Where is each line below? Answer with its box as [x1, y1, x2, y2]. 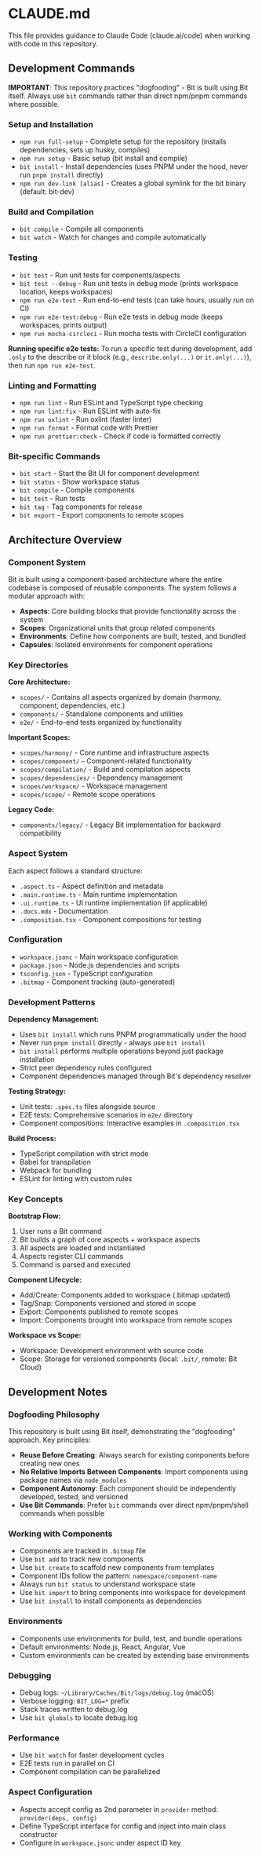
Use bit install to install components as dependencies [19, 1596, 202, 1606]
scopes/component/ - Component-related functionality [19, 756, 192, 766]
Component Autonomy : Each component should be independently [19, 1484, 237, 1493]
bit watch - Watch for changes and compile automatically [19, 232, 206, 242]
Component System [8, 557, 86, 568]
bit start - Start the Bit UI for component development [19, 469, 200, 478]
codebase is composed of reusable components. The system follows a [8, 583, 237, 592]
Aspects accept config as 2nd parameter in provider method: [19, 1804, 218, 1814]
